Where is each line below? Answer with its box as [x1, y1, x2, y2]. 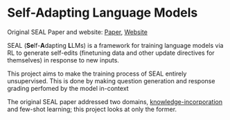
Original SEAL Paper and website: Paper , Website [7, 28, 148, 36]
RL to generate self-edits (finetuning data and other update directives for [7, 49, 215, 57]
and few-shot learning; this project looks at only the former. [7, 105, 177, 113]
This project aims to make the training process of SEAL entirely [7, 69, 187, 78]
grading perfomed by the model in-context [7, 84, 130, 92]
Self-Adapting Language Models [7, 5, 198, 21]
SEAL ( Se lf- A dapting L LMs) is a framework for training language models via [7, 41, 224, 49]
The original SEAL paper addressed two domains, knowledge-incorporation [7, 97, 223, 105]
